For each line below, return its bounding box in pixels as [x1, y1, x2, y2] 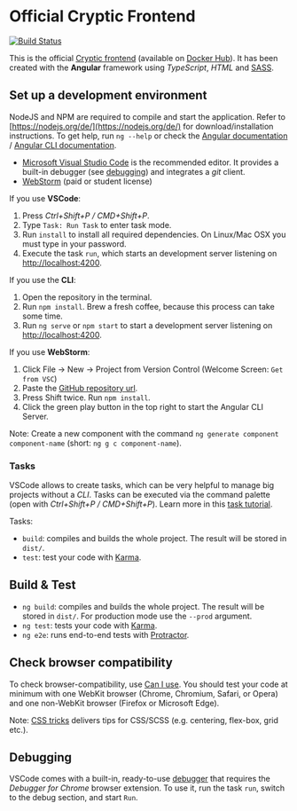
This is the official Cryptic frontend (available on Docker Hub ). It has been [9, 52, 278, 63]
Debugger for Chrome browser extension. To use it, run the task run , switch [9, 783, 285, 793]
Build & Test [9, 578, 76, 593]
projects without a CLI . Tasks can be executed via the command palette [9, 490, 270, 500]
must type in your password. [21, 238, 127, 249]
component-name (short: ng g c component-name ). [9, 437, 182, 448]
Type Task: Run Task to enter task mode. [21, 219, 172, 230]
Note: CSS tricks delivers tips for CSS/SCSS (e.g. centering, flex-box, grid [9, 714, 279, 725]
